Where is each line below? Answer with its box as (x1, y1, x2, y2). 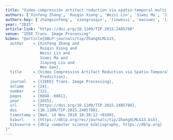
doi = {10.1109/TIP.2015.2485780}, (10, 108, 100, 113)
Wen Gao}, (40, 65, 61, 70)
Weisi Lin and (40, 50, 71, 55)
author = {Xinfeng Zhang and (10, 41, 80, 46)
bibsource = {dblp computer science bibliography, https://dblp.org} (10, 122, 162, 127)
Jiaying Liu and (40, 60, 75, 65)
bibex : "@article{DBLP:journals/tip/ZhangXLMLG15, (5, 36, 116, 42)
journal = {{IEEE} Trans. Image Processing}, (10, 79, 114, 84)
